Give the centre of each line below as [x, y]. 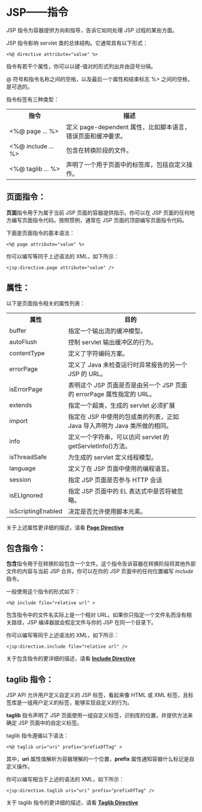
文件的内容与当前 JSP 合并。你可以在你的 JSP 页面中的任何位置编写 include [100, 571]
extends [21, 405]
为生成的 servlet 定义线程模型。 [113, 457]
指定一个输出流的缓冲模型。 [107, 330]
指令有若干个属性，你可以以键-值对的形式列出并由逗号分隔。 [81, 66]
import [19, 421]
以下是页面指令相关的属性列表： [46, 303]
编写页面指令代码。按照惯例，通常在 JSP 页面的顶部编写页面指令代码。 [99, 220]
